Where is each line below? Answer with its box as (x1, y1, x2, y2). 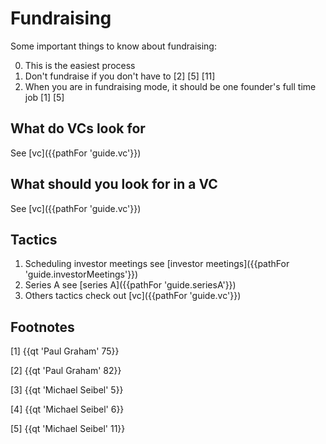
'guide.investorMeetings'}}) (24, 268, 139, 281)
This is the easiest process (24, 59, 136, 71)
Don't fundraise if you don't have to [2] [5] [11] (24, 70, 216, 82)
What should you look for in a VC (10, 176, 218, 193)
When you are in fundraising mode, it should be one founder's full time (24, 80, 317, 92)
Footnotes (10, 318, 75, 336)
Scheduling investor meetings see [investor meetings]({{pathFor (24, 258, 290, 270)
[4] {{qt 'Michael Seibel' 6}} (10, 403, 125, 416)
